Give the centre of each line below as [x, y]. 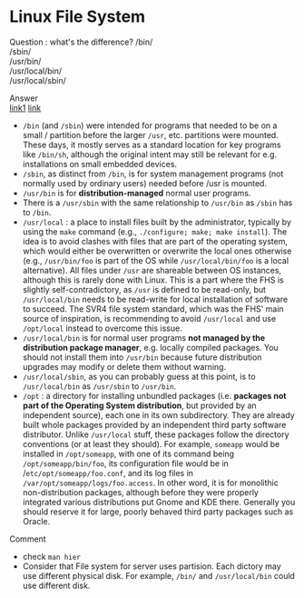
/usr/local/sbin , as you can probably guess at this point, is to [139, 376]
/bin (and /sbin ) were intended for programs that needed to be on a [150, 125]
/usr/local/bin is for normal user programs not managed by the [144, 337]
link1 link [25, 107]
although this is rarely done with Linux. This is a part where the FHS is [153, 280]
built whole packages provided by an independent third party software [154, 424]
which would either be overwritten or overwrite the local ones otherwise [157, 251]
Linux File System [78, 17]
